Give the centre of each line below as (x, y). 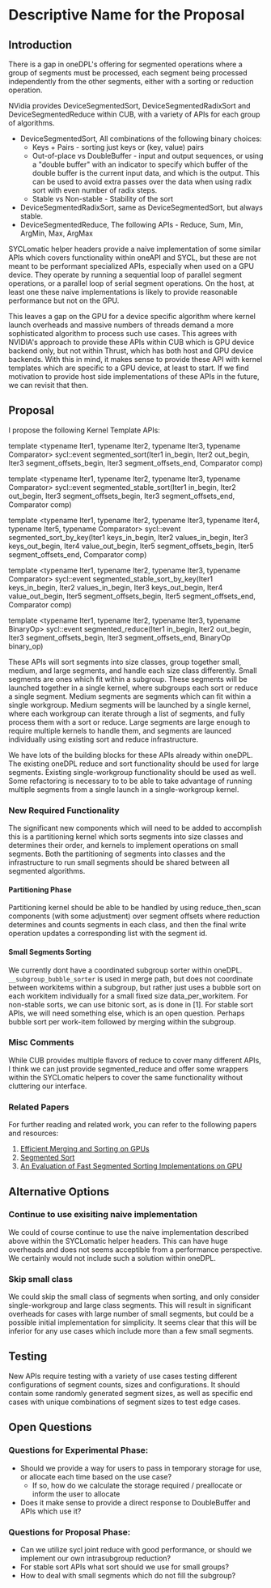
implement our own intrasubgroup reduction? (95, 1558)
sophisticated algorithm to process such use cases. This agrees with (123, 333)
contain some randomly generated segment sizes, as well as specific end (131, 1393)
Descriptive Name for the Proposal (127, 15)
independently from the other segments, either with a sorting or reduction (131, 81)
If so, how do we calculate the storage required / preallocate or (137, 1485)
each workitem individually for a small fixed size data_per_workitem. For (128, 996)
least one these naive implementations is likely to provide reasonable (123, 292)
